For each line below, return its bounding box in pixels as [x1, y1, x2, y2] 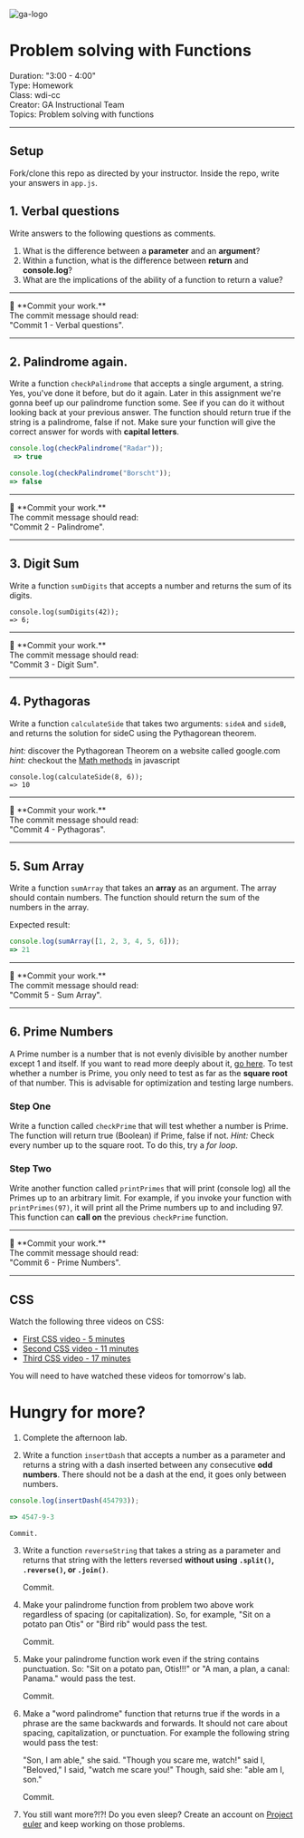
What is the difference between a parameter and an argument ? [22, 245, 261, 256]
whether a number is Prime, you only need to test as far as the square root [9, 1067, 288, 1078]
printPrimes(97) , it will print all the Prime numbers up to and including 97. [9, 1202, 283, 1213]
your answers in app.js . [9, 177, 98, 188]
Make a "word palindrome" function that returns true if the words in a [22, 1707, 280, 1718]
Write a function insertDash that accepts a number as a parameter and [22, 1450, 286, 1461]
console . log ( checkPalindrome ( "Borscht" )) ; [9, 469, 172, 478]
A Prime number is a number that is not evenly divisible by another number [9, 1048, 288, 1059]
